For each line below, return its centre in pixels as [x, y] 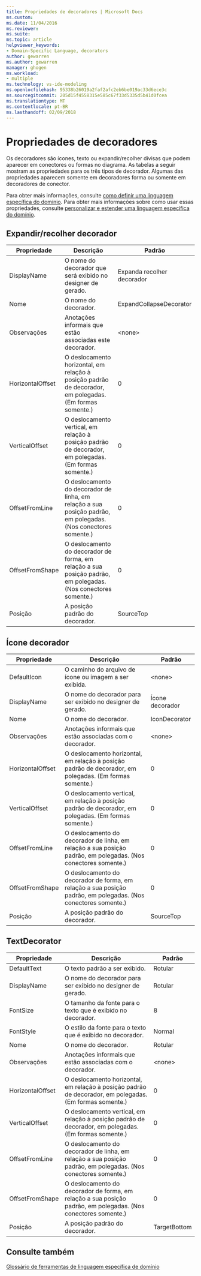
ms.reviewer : [22, 28]
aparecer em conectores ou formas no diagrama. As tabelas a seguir [91, 165]
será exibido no [86, 275]
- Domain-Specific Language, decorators [57, 51]
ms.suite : [19, 34]
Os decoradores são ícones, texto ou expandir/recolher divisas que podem [98, 158]
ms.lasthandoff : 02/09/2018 [41, 112]
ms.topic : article [29, 40]
